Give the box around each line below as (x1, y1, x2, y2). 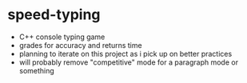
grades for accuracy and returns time (18, 40, 142, 49)
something (18, 65, 55, 75)
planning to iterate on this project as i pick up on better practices (18, 49, 233, 58)
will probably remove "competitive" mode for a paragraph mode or (18, 57, 239, 67)
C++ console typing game (18, 32, 106, 41)
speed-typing (7, 6, 101, 24)
